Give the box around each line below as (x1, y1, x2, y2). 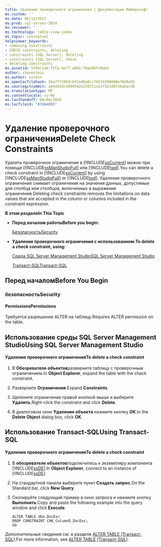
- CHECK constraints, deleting (5, 48, 68, 52)
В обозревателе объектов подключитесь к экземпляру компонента (12, 460, 153, 466)
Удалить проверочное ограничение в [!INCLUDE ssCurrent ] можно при (5, 159, 150, 165)
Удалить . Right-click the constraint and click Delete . (12, 399, 117, 406)
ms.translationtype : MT (5, 88, 53, 93)
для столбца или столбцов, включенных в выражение (5, 185, 117, 191)
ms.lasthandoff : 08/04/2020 (5, 98, 62, 103)
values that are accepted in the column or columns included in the (5, 195, 137, 202)
